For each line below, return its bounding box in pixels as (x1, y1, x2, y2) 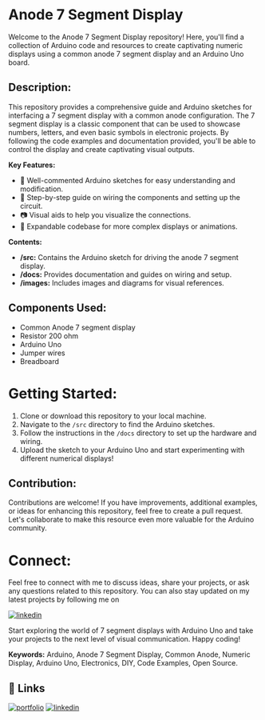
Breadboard (19, 356, 60, 366)
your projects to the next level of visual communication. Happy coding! (8, 634, 241, 644)
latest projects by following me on (8, 594, 120, 605)
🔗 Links (8, 682, 45, 695)
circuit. (19, 201, 43, 210)
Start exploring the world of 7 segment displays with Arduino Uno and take (8, 626, 254, 635)
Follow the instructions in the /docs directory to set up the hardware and (19, 428, 257, 438)
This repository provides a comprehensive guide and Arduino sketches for (8, 102, 253, 111)
